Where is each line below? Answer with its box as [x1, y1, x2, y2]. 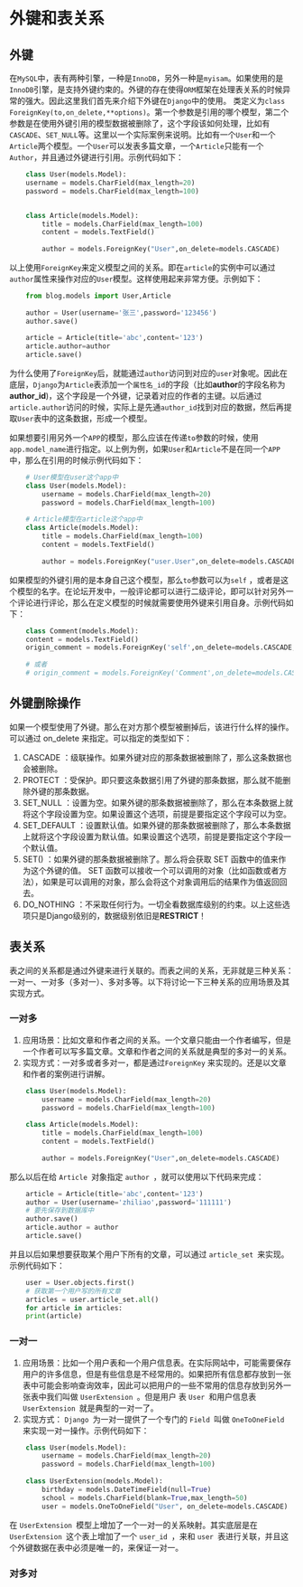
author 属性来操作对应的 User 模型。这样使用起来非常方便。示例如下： [9, 273, 263, 284]
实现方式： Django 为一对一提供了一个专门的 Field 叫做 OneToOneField [22, 1413, 285, 1424]
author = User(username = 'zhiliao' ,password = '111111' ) [25, 1197, 232, 1207]
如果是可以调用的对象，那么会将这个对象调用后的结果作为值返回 [41, 876, 280, 887]
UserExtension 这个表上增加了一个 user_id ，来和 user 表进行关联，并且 [9, 1530, 281, 1542]
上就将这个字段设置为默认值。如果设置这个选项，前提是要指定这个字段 [22, 831, 284, 842]
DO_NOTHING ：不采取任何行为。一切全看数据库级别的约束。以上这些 [22, 899, 282, 910]
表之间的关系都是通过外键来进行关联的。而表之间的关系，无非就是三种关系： [9, 965, 294, 976]
